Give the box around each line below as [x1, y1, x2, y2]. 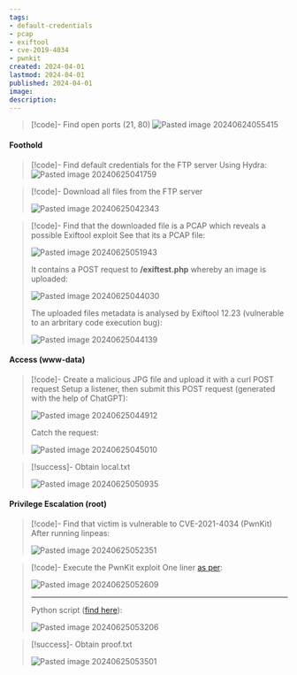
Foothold [9, 139, 43, 150]
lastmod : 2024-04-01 [9, 71, 86, 80]
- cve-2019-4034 [9, 46, 69, 55]
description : [9, 95, 57, 104]
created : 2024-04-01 [9, 63, 86, 72]
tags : [9, 12, 29, 22]
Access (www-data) [9, 355, 86, 365]
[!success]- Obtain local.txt [30, 461, 131, 472]
